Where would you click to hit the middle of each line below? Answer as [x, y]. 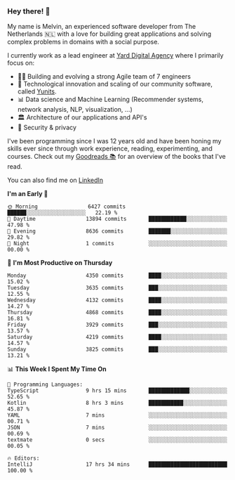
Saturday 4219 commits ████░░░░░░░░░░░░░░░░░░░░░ [117, 337]
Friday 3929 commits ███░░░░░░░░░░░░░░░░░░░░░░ [117, 325]
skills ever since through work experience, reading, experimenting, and [110, 149]
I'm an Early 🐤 [28, 194]
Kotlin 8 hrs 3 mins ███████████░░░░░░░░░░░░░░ [117, 403]
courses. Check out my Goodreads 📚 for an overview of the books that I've [116, 157]
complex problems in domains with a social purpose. [83, 42]
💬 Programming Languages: [45, 385]
